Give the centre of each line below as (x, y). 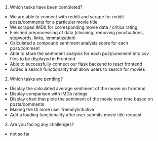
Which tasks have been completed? (46, 7)
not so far (20, 134)
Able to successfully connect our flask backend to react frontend (76, 64)
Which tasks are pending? (36, 79)
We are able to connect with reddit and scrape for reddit (67, 17)
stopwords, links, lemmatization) (43, 38)
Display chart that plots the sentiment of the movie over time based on (81, 99)
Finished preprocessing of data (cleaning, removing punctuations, (77, 32)
